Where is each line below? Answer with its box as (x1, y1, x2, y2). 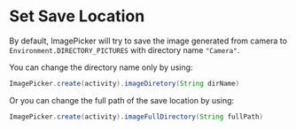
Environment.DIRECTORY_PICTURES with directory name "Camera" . (9, 44, 240, 55)
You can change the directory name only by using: (9, 62, 193, 73)
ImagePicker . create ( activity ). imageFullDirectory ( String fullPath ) (9, 112, 264, 121)
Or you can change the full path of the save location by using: (9, 95, 235, 105)
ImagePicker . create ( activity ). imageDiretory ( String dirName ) (9, 79, 240, 88)
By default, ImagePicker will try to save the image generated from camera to (9, 35, 288, 46)
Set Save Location (9, 6, 145, 27)
